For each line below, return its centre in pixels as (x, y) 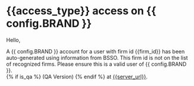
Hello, (13, 40)
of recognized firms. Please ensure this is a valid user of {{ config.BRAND (96, 64)
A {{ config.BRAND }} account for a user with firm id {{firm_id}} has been (96, 51)
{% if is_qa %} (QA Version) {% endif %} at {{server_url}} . (77, 77)
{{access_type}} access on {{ (81, 11)
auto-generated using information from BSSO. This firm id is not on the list (97, 58)
